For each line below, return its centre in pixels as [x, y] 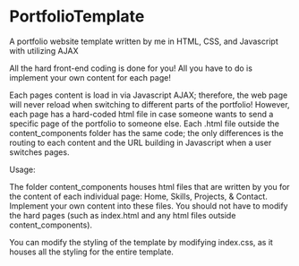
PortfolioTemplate [77, 17]
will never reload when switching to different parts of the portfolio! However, [149, 104]
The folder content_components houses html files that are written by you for [149, 186]
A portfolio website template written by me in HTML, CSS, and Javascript [144, 41]
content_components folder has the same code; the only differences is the [146, 133]
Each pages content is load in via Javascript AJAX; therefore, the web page [149, 95]
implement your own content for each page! [90, 77]
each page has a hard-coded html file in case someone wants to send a [141, 114]
